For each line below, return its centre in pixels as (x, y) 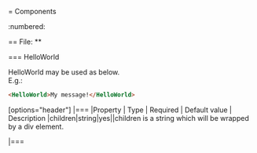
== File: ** (25, 42)
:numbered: (27, 26)
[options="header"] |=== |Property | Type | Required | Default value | (120, 110)
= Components (32, 11)
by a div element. (36, 126)
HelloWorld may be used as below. (64, 72)
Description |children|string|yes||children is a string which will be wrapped (128, 118)
